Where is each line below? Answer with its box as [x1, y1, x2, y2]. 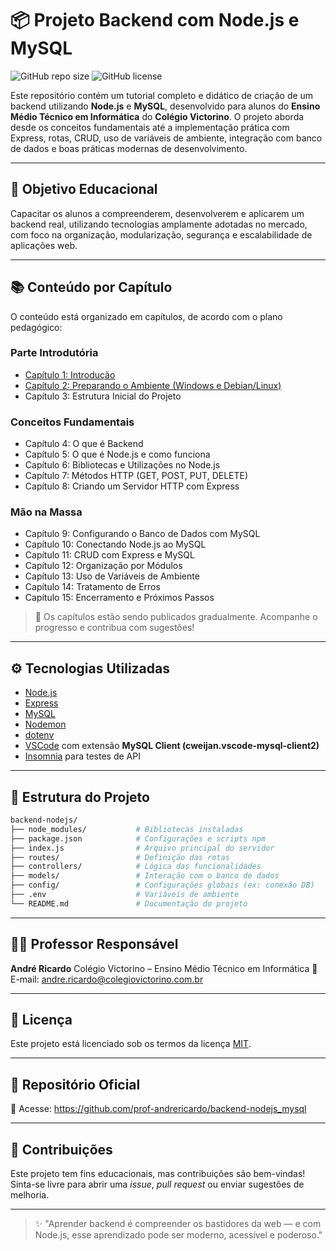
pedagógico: [10, 321, 63, 333]
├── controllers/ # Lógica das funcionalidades [10, 862, 262, 872]
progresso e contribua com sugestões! [34, 622, 195, 634]
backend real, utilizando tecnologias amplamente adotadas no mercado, [10, 218, 308, 230]
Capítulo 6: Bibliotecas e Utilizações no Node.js [24, 459, 221, 471]
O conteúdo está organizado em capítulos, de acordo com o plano [10, 310, 283, 322]
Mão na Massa [10, 505, 83, 519]
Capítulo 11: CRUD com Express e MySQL [24, 549, 195, 561]
